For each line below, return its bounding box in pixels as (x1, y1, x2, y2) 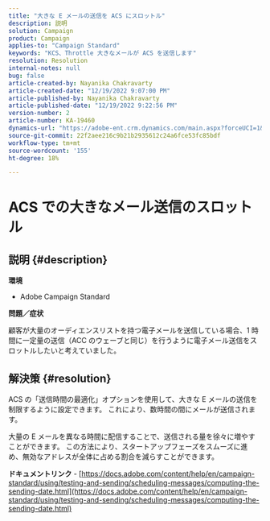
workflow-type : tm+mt (8, 139, 81, 147)
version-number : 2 (8, 110, 70, 118)
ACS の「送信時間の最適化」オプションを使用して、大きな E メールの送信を (8, 395, 258, 404)
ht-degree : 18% (8, 154, 59, 162)
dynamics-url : (8, 124, 56, 132)
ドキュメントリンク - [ (8, 469, 82, 479)
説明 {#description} (8, 253, 108, 267)
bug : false (8, 72, 45, 80)
